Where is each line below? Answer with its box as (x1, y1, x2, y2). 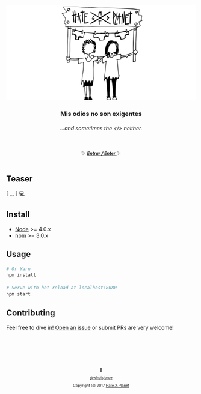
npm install (6, 272, 36, 278)
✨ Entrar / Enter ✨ (81, 150, 122, 157)
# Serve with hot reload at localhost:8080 (6, 285, 117, 291)
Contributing (6, 308, 55, 318)
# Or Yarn (6, 266, 31, 272)
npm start (6, 291, 31, 297)
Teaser (6, 174, 33, 184)
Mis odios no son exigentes (60, 109, 143, 118)
